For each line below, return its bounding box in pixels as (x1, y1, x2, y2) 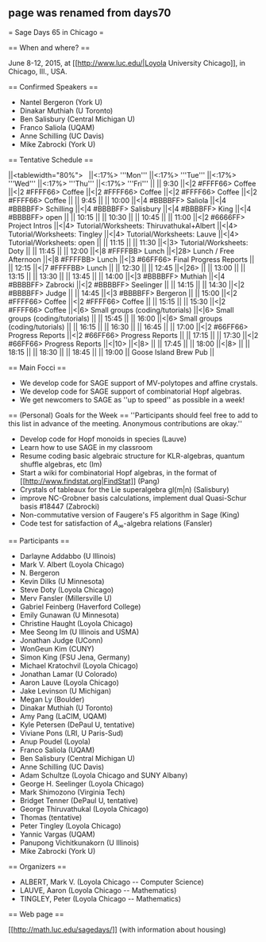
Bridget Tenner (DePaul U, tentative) (19, 795, 139, 805)
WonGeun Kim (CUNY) (19, 644, 94, 653)
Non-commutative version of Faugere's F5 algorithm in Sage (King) (19, 509, 240, 519)
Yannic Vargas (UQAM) (19, 829, 95, 839)
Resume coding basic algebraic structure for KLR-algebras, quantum (19, 451, 245, 460)
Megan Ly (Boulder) (19, 694, 85, 704)
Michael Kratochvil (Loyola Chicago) (19, 660, 139, 670)
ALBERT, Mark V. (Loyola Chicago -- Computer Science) (19, 877, 204, 886)
